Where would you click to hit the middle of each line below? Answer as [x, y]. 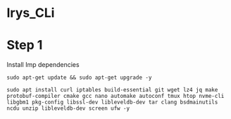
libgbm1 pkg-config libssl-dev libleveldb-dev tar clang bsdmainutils [112, 102]
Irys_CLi [31, 13]
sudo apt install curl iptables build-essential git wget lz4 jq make [112, 90]
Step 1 [25, 45]
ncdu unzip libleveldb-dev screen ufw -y [68, 108]
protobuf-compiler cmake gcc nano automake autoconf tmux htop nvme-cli [115, 96]
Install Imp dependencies [43, 65]
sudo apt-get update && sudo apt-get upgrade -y [79, 78]
